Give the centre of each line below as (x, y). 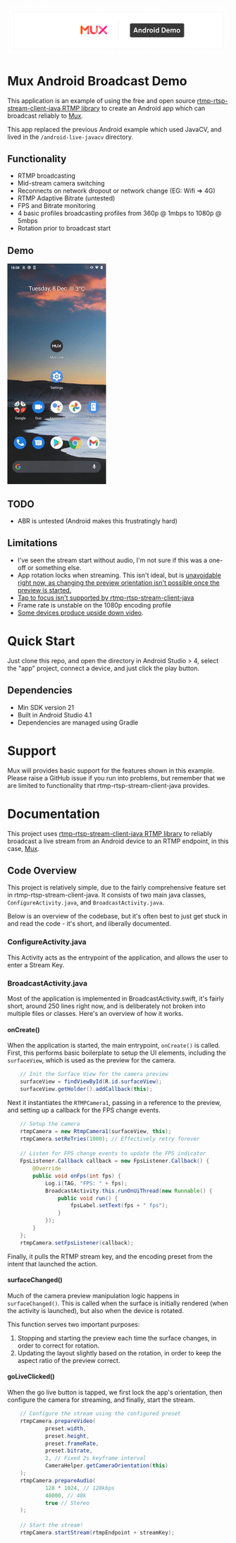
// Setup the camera (50, 1124)
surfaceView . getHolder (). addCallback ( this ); (86, 1089)
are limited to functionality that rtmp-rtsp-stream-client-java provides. (108, 785)
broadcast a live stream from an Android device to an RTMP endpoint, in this (118, 841)
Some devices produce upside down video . (80, 612)
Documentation (54, 814)
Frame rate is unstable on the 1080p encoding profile (94, 605)
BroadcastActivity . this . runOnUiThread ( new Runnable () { (129, 1191)
